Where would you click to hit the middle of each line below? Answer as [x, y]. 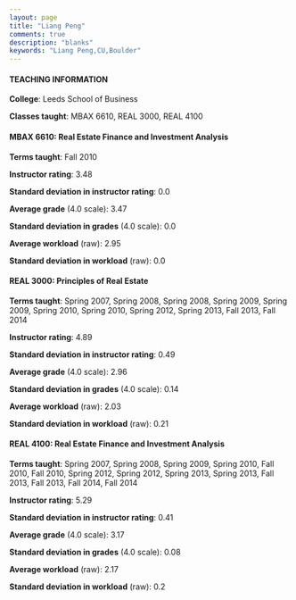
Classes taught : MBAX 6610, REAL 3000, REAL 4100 [106, 116]
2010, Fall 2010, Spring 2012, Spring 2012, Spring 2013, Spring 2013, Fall [142, 473]
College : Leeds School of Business [74, 99]
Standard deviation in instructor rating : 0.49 [92, 354]
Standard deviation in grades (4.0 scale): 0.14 [94, 388]
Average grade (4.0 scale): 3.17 [67, 534]
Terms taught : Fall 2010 [53, 156]
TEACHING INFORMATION [59, 79]
